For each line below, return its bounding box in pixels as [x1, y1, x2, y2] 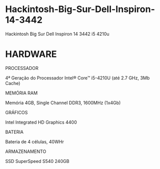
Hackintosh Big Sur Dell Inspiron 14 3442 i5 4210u [5, 31, 110, 37]
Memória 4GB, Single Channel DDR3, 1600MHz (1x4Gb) [5, 100, 121, 106]
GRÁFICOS [5, 109, 28, 115]
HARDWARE [5, 49, 57, 60]
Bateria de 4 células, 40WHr [5, 138, 64, 144]
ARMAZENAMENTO [5, 148, 46, 154]
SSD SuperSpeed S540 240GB [5, 158, 70, 164]
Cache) [5, 80, 21, 86]
